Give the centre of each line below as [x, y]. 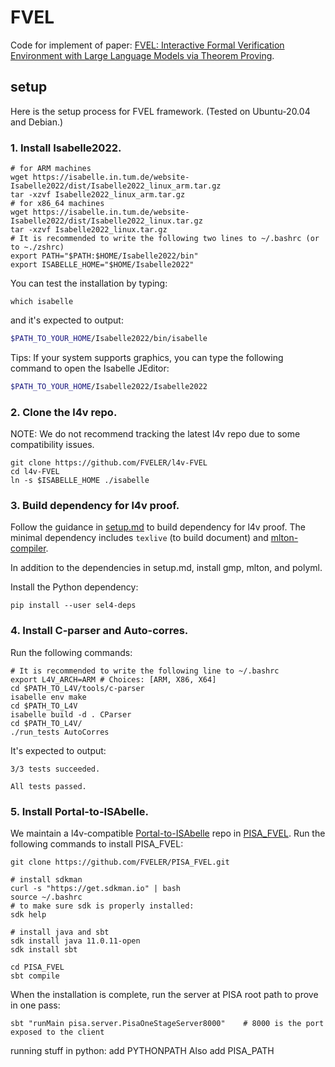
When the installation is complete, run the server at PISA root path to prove [164, 994]
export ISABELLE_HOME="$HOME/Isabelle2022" [102, 265]
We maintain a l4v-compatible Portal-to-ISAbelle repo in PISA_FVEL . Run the [168, 833]
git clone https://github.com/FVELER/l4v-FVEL [109, 463]
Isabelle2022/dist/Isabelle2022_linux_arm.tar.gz [116, 186]
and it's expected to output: [67, 320]
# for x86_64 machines [57, 204]
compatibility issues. [52, 445]
